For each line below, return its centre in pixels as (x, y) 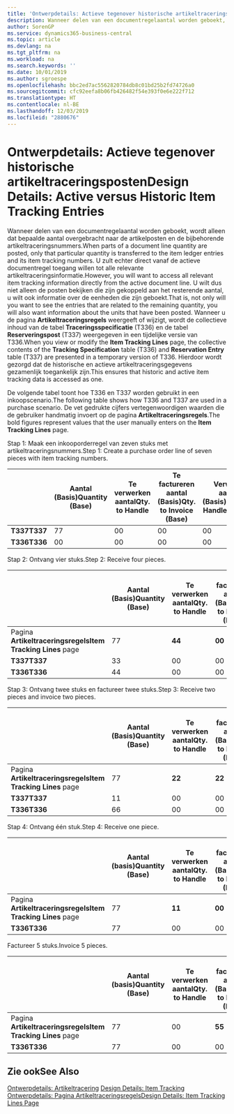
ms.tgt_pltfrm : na (34, 53)
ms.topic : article (34, 40)
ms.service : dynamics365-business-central (70, 33)
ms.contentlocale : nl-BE (43, 105)
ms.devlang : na (29, 46)
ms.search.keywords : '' (42, 66)
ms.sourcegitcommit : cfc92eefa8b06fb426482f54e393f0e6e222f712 (101, 91)
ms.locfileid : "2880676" (43, 117)
